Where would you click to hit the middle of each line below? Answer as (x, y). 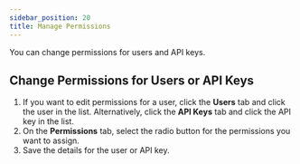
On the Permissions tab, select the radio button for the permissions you (156, 131)
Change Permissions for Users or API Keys (132, 80)
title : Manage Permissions (60, 26)
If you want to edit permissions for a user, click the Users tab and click (154, 102)
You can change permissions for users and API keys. (108, 52)
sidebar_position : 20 (50, 18)
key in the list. (48, 121)
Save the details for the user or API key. (96, 150)
